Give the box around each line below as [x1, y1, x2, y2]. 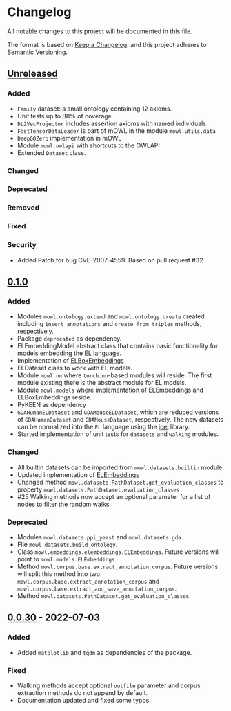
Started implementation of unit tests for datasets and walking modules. [17, 430, 219, 438]
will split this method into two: [17, 569, 102, 578]
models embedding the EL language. [17, 349, 122, 357]
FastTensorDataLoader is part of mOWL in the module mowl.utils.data [17, 126, 216, 135]
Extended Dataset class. [17, 148, 86, 156]
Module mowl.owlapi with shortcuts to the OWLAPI [17, 141, 161, 150]
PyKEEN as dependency [17, 401, 86, 409]
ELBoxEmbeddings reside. [17, 393, 92, 402]
